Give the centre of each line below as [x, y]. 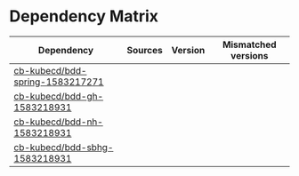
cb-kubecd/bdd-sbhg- [64, 147]
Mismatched [250, 44]
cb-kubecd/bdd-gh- [59, 96]
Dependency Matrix [84, 16]
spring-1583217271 [59, 82]
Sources [145, 50]
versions [250, 55]
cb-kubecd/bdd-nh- [59, 122]
